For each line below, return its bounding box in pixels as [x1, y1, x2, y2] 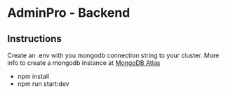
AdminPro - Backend [7, 5, 131, 21]
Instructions [7, 33, 62, 45]
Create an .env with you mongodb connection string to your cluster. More [7, 51, 220, 59]
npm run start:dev [17, 80, 69, 88]
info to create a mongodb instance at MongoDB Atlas [7, 59, 161, 67]
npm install [17, 72, 50, 80]
